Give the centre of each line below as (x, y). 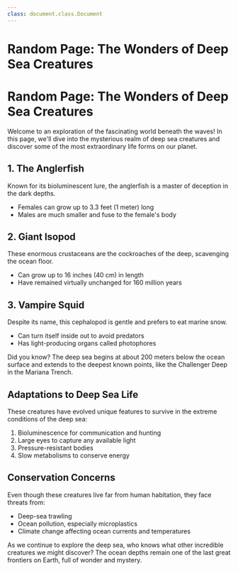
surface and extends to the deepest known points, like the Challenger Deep (118, 365)
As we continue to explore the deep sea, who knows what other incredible (115, 545)
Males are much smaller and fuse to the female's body (97, 214)
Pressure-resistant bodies (55, 448)
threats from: (26, 502)
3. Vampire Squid (46, 305)
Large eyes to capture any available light (76, 440)
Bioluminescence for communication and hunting (89, 433)
